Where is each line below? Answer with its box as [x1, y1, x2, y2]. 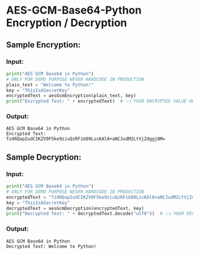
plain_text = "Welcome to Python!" [6, 82, 94, 88]
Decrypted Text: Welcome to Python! [6, 243, 97, 249]
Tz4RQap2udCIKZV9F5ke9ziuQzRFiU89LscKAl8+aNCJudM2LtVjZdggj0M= [6, 136, 166, 142]
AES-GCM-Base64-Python [6, 4, 142, 17]
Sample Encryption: [6, 40, 81, 50]
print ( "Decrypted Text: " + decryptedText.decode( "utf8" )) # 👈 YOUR [6, 211, 184, 217]
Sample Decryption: [6, 152, 82, 162]
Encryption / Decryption [6, 16, 127, 30]
